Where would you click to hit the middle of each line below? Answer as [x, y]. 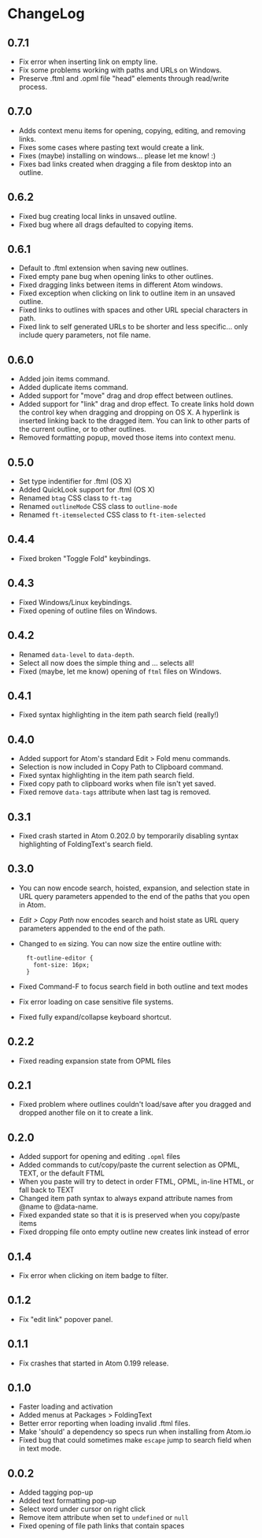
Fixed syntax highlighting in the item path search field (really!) [119, 715]
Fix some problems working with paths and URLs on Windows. [120, 70]
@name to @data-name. [59, 1207]
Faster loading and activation [66, 1406]
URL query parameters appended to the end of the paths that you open [134, 896]
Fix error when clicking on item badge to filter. [93, 1276]
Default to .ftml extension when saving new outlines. [103, 268]
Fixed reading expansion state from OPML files [95, 1061]
